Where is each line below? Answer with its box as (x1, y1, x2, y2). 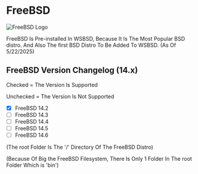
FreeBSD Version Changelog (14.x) (6, 65, 138, 76)
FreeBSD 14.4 (14, 118, 49, 125)
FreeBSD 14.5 (14, 124, 49, 132)
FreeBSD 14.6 (14, 131, 49, 139)
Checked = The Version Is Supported (6, 81, 98, 88)
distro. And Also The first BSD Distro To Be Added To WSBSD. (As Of (6, 41, 176, 49)
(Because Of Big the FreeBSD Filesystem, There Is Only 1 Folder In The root (6, 155, 192, 163)
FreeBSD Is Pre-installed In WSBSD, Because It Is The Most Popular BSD (6, 35, 185, 42)
